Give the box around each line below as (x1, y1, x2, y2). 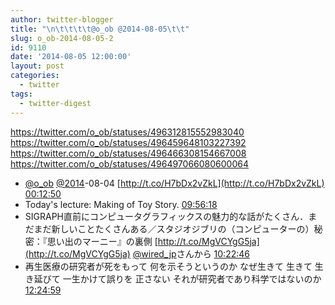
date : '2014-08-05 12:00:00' (10, 52, 132, 62)
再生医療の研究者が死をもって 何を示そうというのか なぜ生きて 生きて (24, 260, 313, 272)
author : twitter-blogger (10, 14, 114, 25)
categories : (10, 71, 60, 81)
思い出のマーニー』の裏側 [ (46, 235, 158, 247)
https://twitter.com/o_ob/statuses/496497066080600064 (10, 157, 249, 170)
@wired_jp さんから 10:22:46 (132, 247, 250, 260)
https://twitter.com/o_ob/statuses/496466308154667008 (10, 147, 247, 159)
